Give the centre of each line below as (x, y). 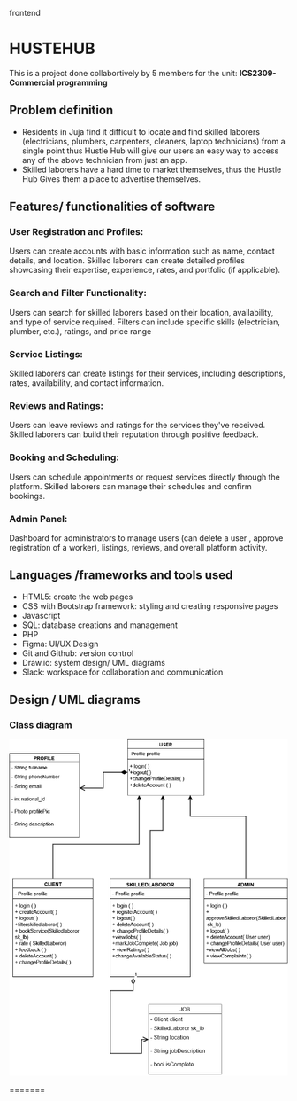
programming (82, 82)
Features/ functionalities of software (112, 207)
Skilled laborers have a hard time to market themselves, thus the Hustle (152, 169)
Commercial (32, 82)
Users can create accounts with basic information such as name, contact (142, 251)
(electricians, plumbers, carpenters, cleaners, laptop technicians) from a (153, 141)
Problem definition (61, 110)
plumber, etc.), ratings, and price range (80, 331)
